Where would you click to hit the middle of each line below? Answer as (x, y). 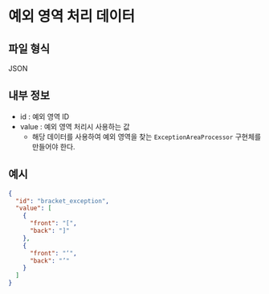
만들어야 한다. (53, 146)
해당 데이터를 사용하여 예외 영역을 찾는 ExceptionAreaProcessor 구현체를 (147, 137)
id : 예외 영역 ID (45, 116)
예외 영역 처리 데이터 (71, 16)
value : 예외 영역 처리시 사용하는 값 (75, 126)
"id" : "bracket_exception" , (63, 201)
